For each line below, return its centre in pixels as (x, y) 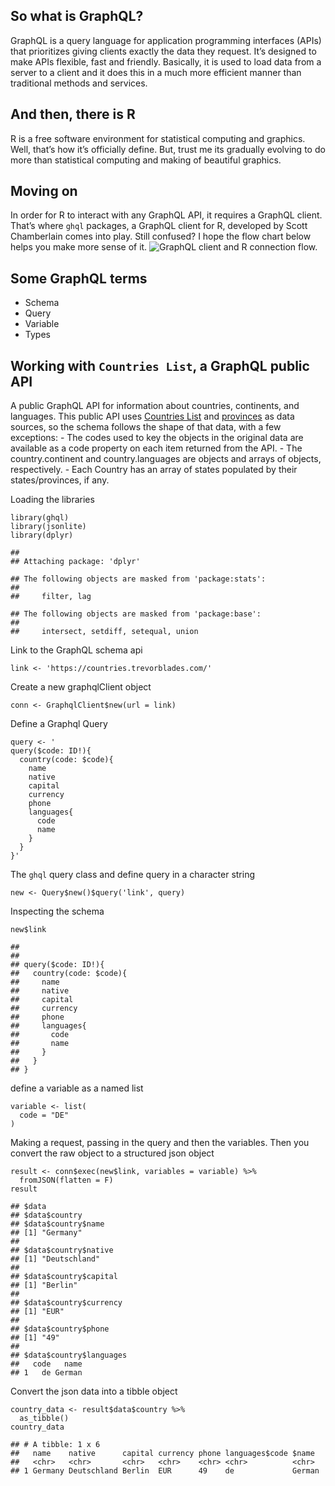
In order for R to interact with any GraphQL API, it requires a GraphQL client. (166, 215)
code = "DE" (44, 1115)
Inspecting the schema (57, 911)
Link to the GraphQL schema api (76, 650)
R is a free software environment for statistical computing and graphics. (158, 138)
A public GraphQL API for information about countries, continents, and (155, 406)
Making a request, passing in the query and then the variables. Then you (160, 1143)
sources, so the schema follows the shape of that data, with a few (146, 427)
